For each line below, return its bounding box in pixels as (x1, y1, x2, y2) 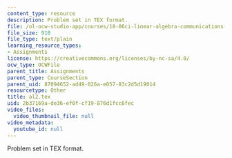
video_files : (7, 106, 45, 113)
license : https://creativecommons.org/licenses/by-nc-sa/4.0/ (7, 55, 190, 62)
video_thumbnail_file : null (13, 112, 95, 119)
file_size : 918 (7, 29, 51, 37)
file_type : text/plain (7, 36, 72, 43)
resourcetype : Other (7, 87, 67, 94)
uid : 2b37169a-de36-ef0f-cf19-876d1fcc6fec (7, 100, 135, 107)
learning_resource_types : (7, 42, 81, 49)
